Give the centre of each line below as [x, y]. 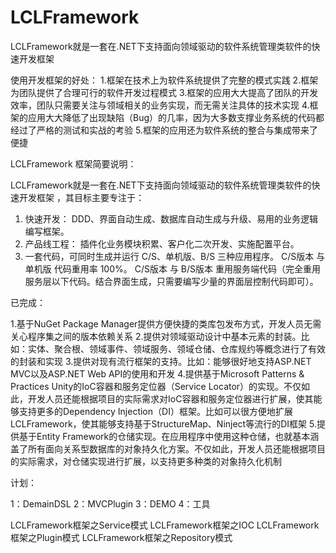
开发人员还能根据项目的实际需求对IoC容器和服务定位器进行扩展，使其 [170, 398]
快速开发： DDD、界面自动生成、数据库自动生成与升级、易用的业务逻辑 [171, 218]
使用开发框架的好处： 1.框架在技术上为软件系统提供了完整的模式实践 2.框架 [164, 80]
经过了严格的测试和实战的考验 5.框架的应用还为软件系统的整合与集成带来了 [164, 130]
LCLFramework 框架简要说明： [73, 163]
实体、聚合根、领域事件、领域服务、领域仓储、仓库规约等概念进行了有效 [176, 348]
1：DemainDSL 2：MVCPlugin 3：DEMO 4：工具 [110, 503]
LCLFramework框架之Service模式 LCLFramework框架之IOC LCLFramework [165, 525]
